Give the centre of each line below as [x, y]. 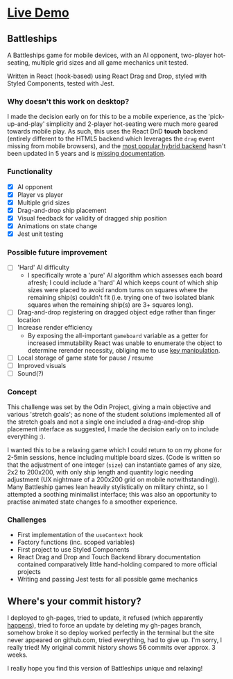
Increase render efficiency [55, 328]
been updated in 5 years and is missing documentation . [86, 154]
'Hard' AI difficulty [43, 267]
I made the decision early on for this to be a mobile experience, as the [107, 117]
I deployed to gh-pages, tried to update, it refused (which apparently [105, 618]
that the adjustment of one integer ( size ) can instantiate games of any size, [115, 465]
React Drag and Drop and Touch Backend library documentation [109, 557]
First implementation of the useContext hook [80, 535]
